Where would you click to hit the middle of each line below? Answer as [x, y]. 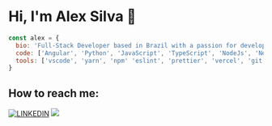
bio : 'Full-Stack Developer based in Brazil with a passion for [126, 45]
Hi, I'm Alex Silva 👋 [72, 17]
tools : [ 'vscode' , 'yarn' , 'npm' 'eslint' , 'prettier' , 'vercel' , [130, 61]
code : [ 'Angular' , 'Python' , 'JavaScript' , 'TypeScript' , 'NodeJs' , [134, 53]
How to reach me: [54, 93]
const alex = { [34, 38]
